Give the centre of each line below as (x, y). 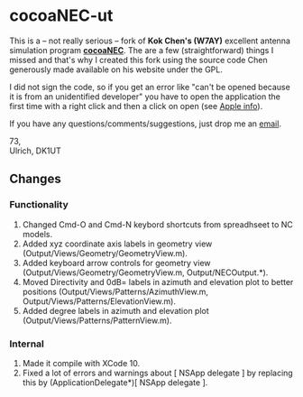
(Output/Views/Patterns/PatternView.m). (97, 320)
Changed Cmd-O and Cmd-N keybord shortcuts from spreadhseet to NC (157, 224)
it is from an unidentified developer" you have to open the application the (145, 97)
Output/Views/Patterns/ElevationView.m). (99, 301)
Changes (35, 179)
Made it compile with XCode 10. (81, 363)
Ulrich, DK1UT (35, 151)
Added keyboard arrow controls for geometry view (116, 263)
